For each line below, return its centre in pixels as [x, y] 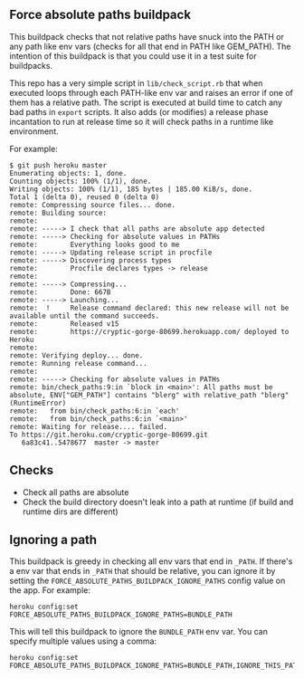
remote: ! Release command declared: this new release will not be [149, 308]
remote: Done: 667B [60, 292]
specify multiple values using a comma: [83, 641]
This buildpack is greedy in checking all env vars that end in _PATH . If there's [151, 561]
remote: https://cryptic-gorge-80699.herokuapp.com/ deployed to [149, 331]
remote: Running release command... [78, 363]
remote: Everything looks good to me [95, 244]
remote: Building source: [58, 213]
